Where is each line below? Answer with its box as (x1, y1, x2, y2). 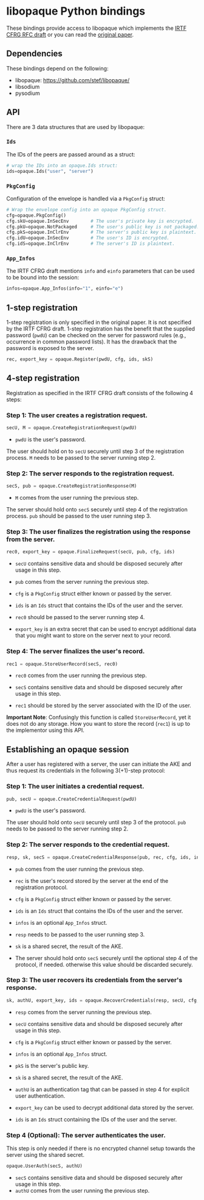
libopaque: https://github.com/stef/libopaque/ (15, 76, 130, 83)
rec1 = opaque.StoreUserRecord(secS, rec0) (6, 661, 118, 667)
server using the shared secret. (6, 1151, 85, 1159)
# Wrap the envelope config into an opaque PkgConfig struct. (6, 206, 167, 212)
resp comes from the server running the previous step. (15, 1008, 152, 1016)
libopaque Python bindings (6, 4, 146, 18)
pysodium (15, 89, 41, 97)
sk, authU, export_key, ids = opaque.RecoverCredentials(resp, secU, (6, 997, 186, 1003)
